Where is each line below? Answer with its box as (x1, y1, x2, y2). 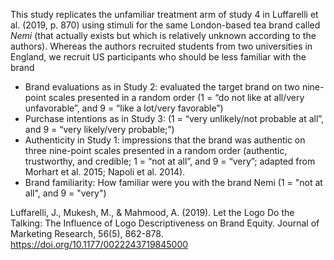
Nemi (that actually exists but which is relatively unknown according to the (10, 30, 317, 41)
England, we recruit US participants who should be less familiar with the (10, 51, 307, 63)
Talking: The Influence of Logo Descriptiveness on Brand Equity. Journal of (10, 217, 320, 229)
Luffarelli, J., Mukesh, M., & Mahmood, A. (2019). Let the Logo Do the (10, 207, 295, 218)
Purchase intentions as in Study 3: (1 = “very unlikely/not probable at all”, (24, 113, 325, 124)
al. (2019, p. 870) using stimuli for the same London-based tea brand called (10, 19, 321, 31)
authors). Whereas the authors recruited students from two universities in (10, 40, 313, 52)
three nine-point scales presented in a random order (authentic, (24, 145, 288, 156)
